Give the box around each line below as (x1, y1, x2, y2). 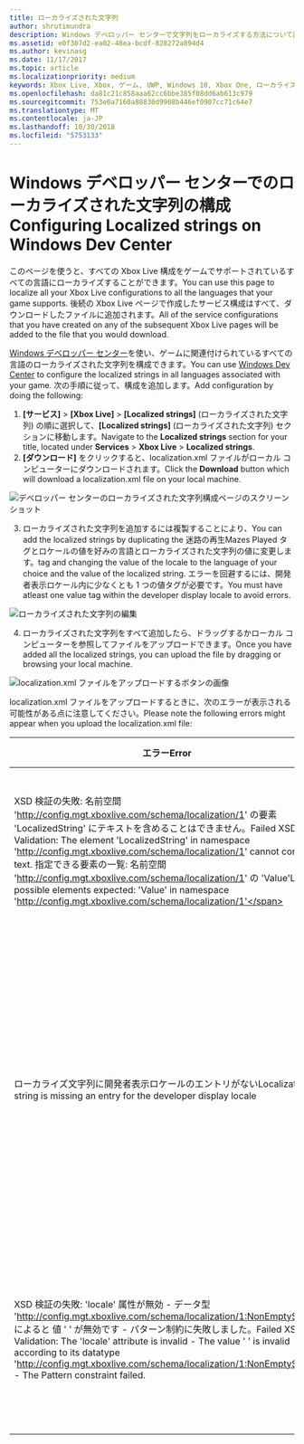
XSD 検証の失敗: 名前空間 (14, 794, 122, 807)
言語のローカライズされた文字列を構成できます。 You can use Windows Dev (9, 358, 291, 369)
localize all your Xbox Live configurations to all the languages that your (9, 287, 273, 298)
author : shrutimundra (9, 22, 91, 31)
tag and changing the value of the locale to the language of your (37, 556, 278, 567)
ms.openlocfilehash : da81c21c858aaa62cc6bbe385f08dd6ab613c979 (9, 89, 253, 98)
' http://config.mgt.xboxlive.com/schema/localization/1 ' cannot (14, 845, 280, 858)
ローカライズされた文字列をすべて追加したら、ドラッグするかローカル (22, 627, 283, 638)
